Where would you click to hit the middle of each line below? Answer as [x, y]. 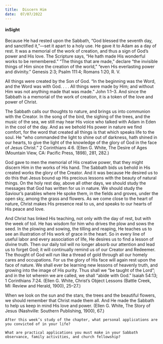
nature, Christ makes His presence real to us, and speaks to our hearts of [78, 203]
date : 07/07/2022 [24, 14]
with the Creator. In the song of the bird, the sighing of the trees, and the [78, 116]
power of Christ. [21, 102]
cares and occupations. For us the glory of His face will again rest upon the [80, 260]
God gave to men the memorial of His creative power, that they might [74, 162]
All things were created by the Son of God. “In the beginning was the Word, [80, 81]
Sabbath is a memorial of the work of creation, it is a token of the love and [79, 97]
